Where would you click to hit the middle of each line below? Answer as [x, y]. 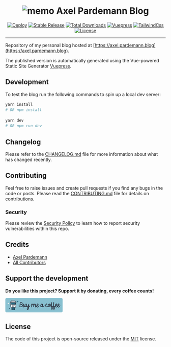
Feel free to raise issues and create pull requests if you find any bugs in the [84, 188]
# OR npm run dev [24, 126]
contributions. [20, 199]
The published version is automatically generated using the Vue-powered [82, 60]
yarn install [19, 104]
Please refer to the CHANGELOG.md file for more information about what [82, 154]
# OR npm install [24, 110]
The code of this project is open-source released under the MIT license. [81, 339]
